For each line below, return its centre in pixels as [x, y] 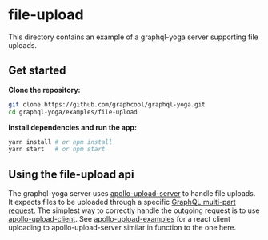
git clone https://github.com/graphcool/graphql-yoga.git [107, 104]
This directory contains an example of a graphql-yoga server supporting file [133, 37]
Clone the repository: [44, 90]
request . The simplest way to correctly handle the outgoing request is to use [134, 210]
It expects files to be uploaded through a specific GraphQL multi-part [122, 202]
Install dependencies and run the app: [73, 127]
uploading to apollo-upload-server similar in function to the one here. [122, 228]
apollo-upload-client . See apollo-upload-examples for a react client [119, 219]
